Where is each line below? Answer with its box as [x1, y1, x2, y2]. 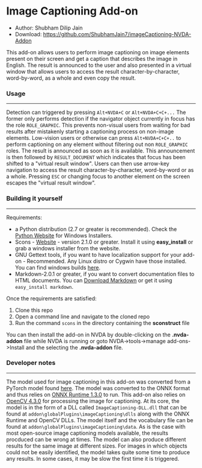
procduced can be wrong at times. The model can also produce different [6, 435, 186, 443]
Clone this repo [14, 306, 53, 314]
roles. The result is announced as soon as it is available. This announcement [6, 147, 195, 154]
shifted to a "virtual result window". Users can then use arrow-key [6, 160, 170, 167]
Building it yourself [6, 194, 63, 203]
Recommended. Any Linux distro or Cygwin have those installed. [26, 258, 187, 265]
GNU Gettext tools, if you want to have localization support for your [14, 251, 182, 258]
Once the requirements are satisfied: [6, 294, 97, 302]
